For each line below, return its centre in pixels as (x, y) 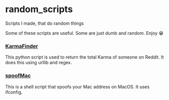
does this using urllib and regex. (39, 63)
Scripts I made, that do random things (45, 23)
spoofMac (18, 76)
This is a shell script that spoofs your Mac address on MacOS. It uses (77, 86)
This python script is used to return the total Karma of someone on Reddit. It (85, 57)
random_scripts (39, 9)
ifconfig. (14, 92)
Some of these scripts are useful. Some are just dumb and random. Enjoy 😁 (84, 33)
